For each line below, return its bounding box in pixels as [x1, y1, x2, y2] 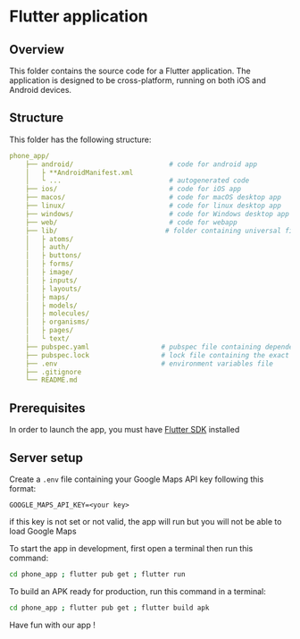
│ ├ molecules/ [25, 309, 90, 318]
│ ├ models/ [25, 301, 78, 310]
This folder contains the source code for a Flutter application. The [9, 65, 252, 76]
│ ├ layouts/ [25, 284, 82, 293]
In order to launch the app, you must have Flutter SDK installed [9, 425, 240, 435]
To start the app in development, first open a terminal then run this [9, 542, 254, 553]
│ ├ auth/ [25, 243, 70, 252]
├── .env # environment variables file [25, 359, 274, 368]
